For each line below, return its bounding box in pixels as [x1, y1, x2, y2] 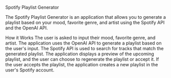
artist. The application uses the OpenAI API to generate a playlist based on [5, 40, 162, 46]
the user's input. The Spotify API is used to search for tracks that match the [5, 46, 164, 51]
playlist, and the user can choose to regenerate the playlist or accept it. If [5, 56, 159, 62]
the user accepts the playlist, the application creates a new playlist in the [5, 62, 158, 67]
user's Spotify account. [5, 67, 55, 73]
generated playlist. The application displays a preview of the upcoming [5, 51, 154, 57]
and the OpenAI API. [5, 25, 48, 31]
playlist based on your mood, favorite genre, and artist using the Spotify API [5, 20, 165, 25]
